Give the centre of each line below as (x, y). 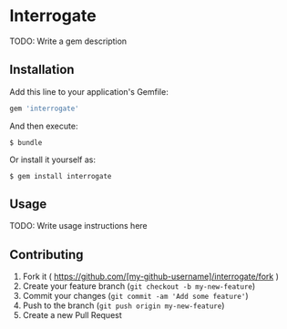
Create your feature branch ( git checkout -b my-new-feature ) (139, 286)
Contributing (46, 255)
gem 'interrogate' (44, 108)
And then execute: (44, 126)
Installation (42, 70)
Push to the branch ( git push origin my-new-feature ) (123, 305)
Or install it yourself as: (52, 159)
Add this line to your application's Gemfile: (89, 91)
